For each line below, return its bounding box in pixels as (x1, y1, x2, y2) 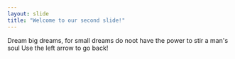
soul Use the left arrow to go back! (7, 44, 109, 52)
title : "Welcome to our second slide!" (7, 17, 126, 24)
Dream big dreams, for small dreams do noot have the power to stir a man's (7, 36, 229, 44)
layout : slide (7, 10, 50, 18)
